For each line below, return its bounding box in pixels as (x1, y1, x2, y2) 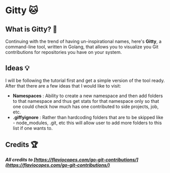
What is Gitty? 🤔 (5, 25, 58, 34)
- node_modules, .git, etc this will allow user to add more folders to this (12, 120, 162, 126)
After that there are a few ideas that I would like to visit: (5, 82, 122, 89)
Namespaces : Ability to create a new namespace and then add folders (12, 93, 163, 99)
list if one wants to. (12, 125, 53, 131)
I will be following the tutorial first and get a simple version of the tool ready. (5, 77, 165, 83)
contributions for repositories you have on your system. (5, 49, 122, 55)
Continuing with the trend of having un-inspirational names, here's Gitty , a (5, 38, 162, 44)
